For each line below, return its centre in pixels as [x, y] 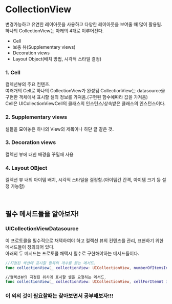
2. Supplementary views [36, 117]
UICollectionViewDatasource [42, 229]
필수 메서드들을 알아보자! [42, 214]
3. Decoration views [31, 143]
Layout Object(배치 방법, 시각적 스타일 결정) [57, 59]
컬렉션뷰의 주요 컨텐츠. [28, 84]
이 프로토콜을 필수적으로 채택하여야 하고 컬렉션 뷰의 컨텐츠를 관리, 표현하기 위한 [84, 240]
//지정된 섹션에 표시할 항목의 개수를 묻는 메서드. [51, 263]
